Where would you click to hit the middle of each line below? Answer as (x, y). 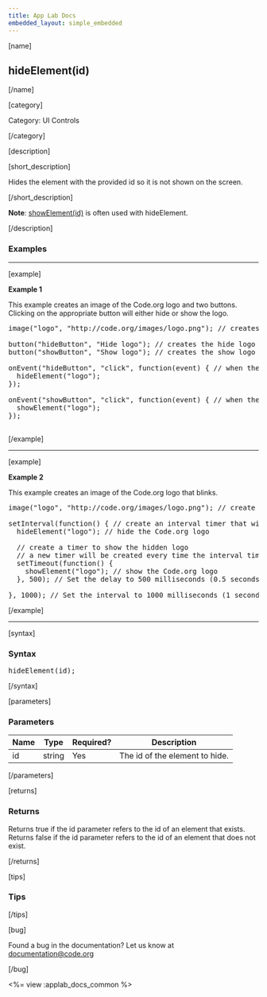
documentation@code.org (51, 953)
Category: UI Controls (44, 121)
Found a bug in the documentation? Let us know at (91, 945)
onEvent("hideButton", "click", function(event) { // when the (134, 368)
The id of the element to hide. (174, 756)
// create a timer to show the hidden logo (103, 547)
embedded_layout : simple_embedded (66, 23)
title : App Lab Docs (43, 16)
